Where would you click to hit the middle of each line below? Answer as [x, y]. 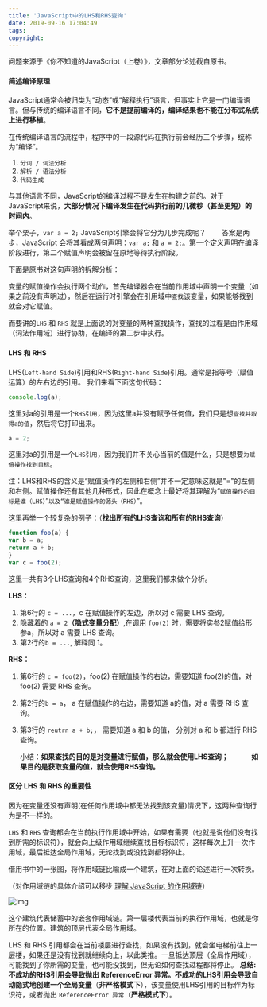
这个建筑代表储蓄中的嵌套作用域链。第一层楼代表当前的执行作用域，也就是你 [133, 918]
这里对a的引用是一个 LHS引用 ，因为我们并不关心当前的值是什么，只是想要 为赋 [132, 455]
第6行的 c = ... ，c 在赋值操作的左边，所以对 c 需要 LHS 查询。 [124, 612]
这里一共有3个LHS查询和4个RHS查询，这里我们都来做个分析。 [110, 579]
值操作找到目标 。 [33, 464]
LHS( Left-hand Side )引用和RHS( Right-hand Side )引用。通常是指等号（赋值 [131, 372]
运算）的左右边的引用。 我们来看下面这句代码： [86, 381]
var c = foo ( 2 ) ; [35, 562]
